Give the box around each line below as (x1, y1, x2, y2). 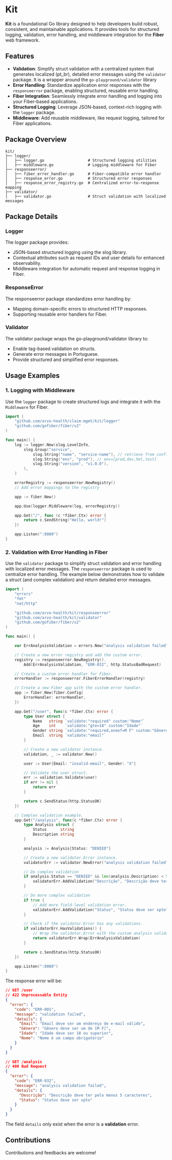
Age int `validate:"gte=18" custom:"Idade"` (32, 723, 143, 729)
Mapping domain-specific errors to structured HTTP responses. (12, 305, 147, 312)
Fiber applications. (12, 120, 52, 126)
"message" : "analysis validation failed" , (14, 1083, 106, 1088)
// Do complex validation (24, 869, 79, 875)
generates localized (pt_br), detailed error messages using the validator (12, 71, 166, 77)
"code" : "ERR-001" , (14, 1007, 56, 1012)
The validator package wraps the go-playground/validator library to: (5, 335, 148, 341)
